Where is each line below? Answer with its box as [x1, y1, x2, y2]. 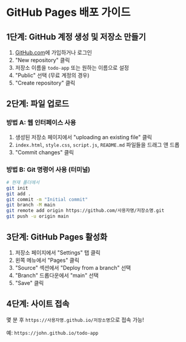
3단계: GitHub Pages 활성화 [6, 231, 108, 242]
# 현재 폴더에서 [6, 179, 40, 185]
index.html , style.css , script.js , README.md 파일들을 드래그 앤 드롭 [15, 141, 180, 148]
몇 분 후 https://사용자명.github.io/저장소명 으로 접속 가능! [6, 316, 144, 323]
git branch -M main [6, 202, 56, 208]
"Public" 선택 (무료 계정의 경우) [15, 72, 90, 79]
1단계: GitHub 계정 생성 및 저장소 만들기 [6, 32, 147, 42]
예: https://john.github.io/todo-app [6, 329, 99, 336]
